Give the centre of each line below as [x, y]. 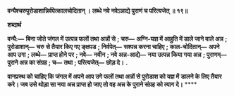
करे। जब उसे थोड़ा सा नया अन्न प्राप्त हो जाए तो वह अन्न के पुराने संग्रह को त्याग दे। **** [102, 84]
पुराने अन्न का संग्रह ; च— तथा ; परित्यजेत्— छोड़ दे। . [68, 62]
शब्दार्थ [14, 25]
